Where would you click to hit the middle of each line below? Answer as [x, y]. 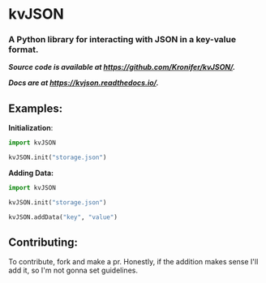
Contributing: [43, 243]
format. [24, 49]
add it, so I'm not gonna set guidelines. [73, 270]
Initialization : [31, 128]
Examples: [36, 108]
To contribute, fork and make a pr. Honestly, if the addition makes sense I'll [133, 262]
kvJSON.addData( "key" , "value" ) [63, 217]
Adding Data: [31, 173]
